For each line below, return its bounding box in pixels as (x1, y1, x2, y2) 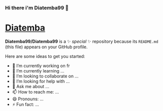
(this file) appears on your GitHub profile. (5, 44, 88, 50)
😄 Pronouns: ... (12, 96, 44, 102)
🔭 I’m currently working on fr (12, 63, 70, 69)
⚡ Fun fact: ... (12, 101, 39, 107)
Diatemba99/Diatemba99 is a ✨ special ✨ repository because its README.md (5, 38, 159, 44)
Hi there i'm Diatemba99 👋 (5, 4, 69, 11)
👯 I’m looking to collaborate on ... (12, 73, 79, 79)
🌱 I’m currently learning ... (12, 68, 65, 74)
